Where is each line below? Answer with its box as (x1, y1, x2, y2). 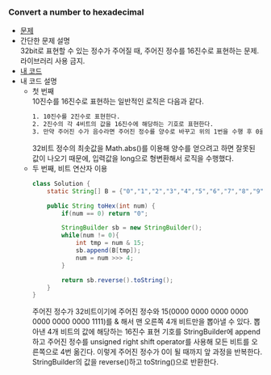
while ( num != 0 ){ (60, 231, 119, 240)
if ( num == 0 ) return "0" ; (60, 209, 148, 217)
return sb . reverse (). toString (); (60, 276, 173, 284)
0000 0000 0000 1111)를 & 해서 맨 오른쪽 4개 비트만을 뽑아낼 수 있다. (31, 317, 252, 327)
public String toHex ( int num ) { (47, 201, 156, 210)
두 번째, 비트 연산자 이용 (31, 163, 108, 173)
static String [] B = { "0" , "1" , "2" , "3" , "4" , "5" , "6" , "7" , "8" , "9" (47, 187, 265, 196)
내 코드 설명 (19, 76, 58, 86)
